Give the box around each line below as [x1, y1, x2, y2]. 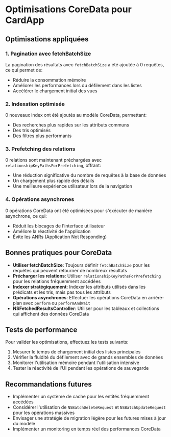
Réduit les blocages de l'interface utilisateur [12, 223, 106, 229]
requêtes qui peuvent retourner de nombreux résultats [12, 267, 128, 273]
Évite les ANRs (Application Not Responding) [12, 234, 107, 240]
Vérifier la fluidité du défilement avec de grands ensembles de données [12, 354, 163, 361]
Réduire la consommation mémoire [12, 76, 86, 83]
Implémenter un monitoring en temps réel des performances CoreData [12, 426, 161, 432]
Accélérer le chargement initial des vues [12, 88, 98, 94]
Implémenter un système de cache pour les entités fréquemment [12, 394, 150, 400]
